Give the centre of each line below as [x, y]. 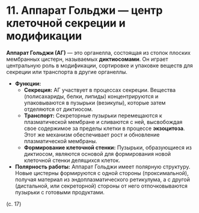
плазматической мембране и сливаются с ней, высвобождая [103, 122]
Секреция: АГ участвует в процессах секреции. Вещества [100, 90]
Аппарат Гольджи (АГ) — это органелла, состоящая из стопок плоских [99, 52]
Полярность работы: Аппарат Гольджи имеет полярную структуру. [103, 167]
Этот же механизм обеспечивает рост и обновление [92, 134]
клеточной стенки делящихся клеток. [72, 160]
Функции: [28, 83]
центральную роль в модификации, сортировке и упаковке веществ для [100, 65]
